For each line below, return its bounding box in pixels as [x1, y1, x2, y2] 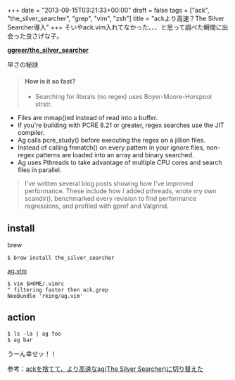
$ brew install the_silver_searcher [7, 254, 115, 262]
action [7, 312, 36, 324]
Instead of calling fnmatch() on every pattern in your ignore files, [17, 143, 205, 152]
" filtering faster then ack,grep [7, 287, 109, 294]
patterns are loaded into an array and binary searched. [36, 151, 195, 159]
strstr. [34, 100, 53, 108]
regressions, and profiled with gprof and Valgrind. [24, 202, 169, 210]
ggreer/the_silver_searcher [7, 46, 89, 54]
